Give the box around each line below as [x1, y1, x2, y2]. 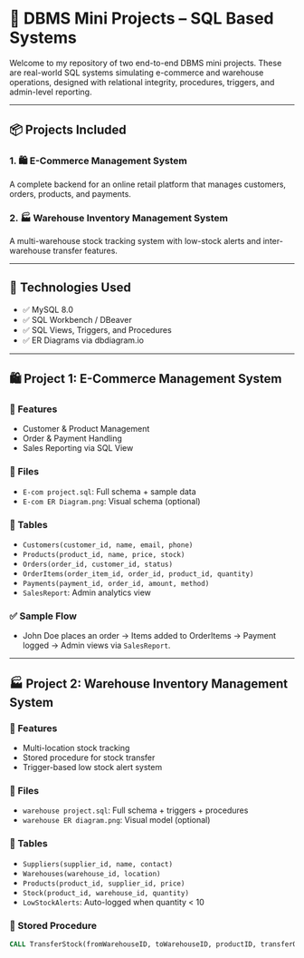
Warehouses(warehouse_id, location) [22, 869, 161, 878]
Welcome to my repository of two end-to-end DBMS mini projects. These [9, 57, 282, 68]
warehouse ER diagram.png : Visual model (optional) [22, 815, 211, 826]
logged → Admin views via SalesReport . [22, 640, 171, 651]
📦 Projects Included [9, 122, 127, 138]
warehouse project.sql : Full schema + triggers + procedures [22, 805, 249, 816]
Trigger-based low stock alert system [22, 762, 163, 772]
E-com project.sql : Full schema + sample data [22, 485, 196, 497]
